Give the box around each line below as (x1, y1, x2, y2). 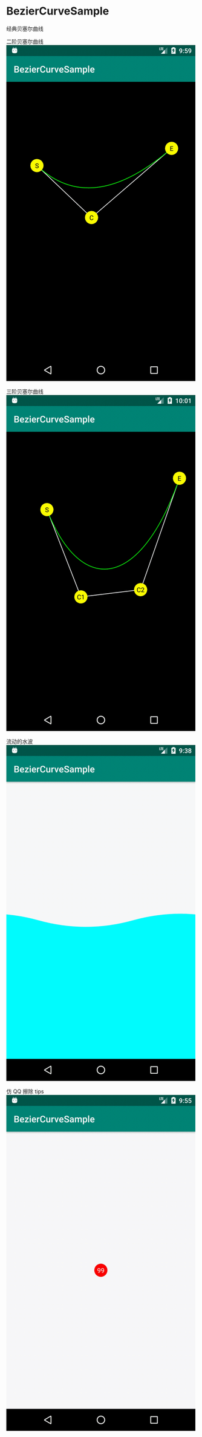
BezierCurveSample (6, 4, 109, 18)
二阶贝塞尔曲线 (6, 38, 44, 45)
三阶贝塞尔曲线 (6, 387, 44, 395)
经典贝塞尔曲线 (6, 25, 44, 32)
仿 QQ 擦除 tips (6, 1088, 44, 1095)
